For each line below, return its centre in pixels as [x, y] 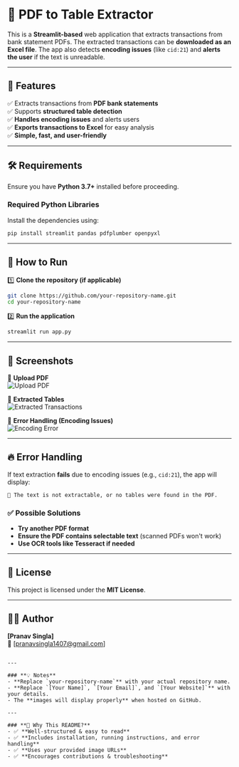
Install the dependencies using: [53, 220]
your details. [28, 694]
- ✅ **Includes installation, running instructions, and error [104, 737]
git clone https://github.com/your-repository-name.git [92, 296]
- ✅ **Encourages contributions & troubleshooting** [88, 756]
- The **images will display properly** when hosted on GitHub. [105, 700]
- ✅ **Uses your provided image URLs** [67, 750]
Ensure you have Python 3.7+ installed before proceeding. [93, 186]
